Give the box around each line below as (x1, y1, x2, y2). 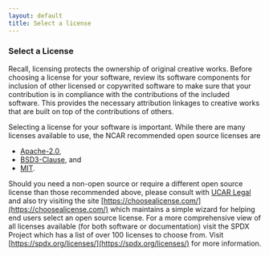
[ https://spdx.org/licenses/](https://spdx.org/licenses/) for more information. (8, 238, 262, 248)
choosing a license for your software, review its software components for (8, 72, 251, 82)
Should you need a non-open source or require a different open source (8, 178, 243, 189)
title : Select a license (8, 19, 92, 27)
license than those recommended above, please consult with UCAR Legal (8, 187, 251, 197)
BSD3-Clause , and (19, 154, 82, 165)
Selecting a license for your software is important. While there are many (8, 122, 246, 132)
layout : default (8, 11, 63, 20)
